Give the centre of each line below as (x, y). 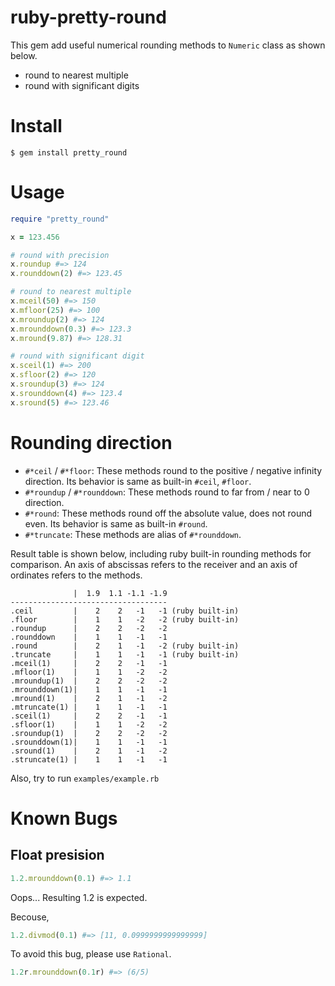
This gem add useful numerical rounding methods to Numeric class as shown (168, 45)
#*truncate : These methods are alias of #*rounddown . (133, 534)
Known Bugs (64, 818)
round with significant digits (82, 85)
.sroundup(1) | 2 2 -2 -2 (89, 733)
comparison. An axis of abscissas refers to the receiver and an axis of (154, 564)
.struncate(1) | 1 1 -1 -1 (89, 759)
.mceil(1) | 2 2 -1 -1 (89, 663)
